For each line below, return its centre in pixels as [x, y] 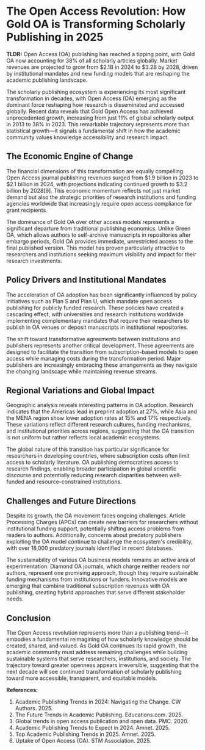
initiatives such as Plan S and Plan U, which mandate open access [89, 301]
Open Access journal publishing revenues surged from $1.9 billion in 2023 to [103, 178]
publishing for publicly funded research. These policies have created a [95, 308]
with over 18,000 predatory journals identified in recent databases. [90, 548]
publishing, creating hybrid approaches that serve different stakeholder [96, 593]
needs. [15, 599]
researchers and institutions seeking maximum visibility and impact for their [101, 254]
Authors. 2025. [34, 708]
